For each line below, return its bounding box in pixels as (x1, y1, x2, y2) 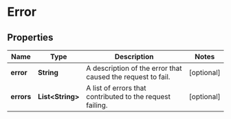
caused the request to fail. (85, 72, 170, 81)
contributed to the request (85, 92, 170, 101)
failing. (85, 100, 108, 110)
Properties (7, 32, 54, 43)
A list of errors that (85, 83, 146, 93)
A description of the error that (85, 63, 182, 73)
